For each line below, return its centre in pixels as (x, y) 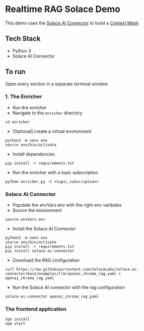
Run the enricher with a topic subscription (55, 172)
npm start (15, 324)
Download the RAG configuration (46, 260)
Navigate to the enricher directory (47, 113)
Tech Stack (23, 39)
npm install (17, 320)
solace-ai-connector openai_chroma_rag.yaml (52, 297)
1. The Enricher (24, 97)
